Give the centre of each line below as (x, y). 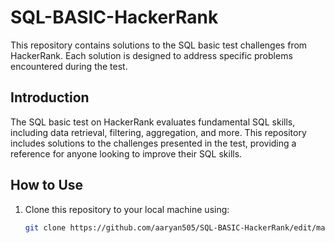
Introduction (50, 97)
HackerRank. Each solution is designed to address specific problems (151, 55)
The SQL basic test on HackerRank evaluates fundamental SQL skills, (153, 122)
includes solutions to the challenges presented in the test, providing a (153, 143)
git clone (45, 227)
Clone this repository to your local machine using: (127, 209)
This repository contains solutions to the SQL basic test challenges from (159, 45)
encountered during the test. (69, 66)
